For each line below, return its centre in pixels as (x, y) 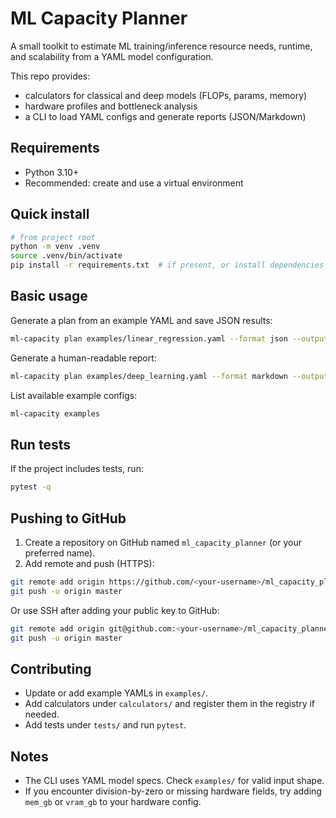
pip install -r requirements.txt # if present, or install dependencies (167, 265)
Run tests (40, 444)
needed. (42, 714)
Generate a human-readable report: (83, 358)
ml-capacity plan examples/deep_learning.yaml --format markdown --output (169, 376)
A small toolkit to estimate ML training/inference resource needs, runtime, (161, 46)
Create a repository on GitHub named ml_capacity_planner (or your (163, 542)
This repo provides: (50, 76)
